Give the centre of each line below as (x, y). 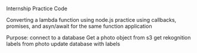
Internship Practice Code (37, 9)
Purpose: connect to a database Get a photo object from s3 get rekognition (98, 37)
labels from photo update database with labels (63, 44)
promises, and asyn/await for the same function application (79, 26)
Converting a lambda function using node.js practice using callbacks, (91, 20)
